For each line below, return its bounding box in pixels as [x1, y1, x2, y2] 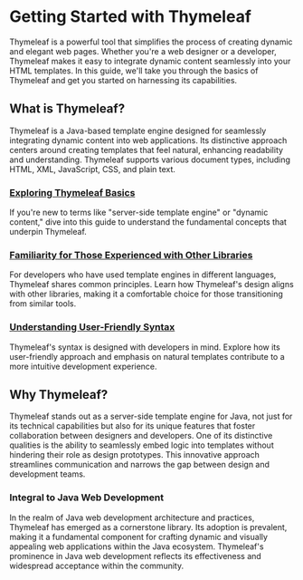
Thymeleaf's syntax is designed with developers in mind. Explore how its [9, 342, 280, 353]
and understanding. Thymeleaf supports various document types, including [9, 154, 291, 165]
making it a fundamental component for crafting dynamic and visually [9, 531, 269, 542]
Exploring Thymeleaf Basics [9, 186, 136, 198]
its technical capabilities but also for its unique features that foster [9, 420, 256, 431]
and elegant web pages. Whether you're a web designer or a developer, [9, 45, 278, 56]
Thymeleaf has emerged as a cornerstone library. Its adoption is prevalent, [9, 521, 288, 532]
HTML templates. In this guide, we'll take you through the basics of [9, 65, 259, 76]
